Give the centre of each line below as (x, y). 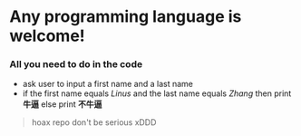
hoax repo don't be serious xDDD (94, 122)
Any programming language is (126, 17)
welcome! (48, 36)
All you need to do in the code (76, 64)
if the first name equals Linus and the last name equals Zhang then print (157, 93)
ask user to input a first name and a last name (107, 84)
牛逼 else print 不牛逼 (62, 104)
